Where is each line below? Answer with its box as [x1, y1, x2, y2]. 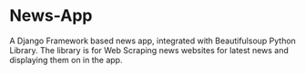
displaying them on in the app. [9, 54, 123, 65]
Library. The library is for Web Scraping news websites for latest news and [9, 44, 290, 55]
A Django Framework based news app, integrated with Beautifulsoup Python [9, 35, 296, 46]
